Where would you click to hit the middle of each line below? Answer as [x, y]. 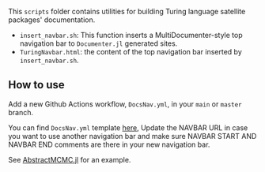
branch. [21, 112]
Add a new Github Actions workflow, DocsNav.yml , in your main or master [125, 104]
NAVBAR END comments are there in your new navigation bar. [109, 144]
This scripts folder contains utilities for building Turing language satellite [127, 11]
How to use [36, 85]
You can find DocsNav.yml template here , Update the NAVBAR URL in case [128, 127]
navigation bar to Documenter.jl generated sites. [98, 43]
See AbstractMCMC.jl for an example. [70, 159]
